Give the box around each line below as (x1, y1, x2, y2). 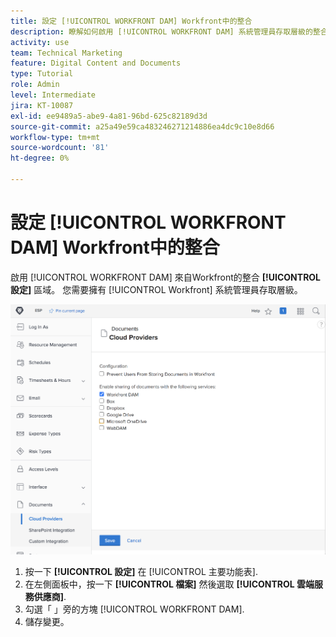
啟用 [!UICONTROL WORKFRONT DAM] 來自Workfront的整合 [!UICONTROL (10, 271, 322, 283)
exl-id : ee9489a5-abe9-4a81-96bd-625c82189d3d (10, 111, 208, 121)
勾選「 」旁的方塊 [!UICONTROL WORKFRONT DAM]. (24, 603, 245, 615)
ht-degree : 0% (10, 153, 70, 164)
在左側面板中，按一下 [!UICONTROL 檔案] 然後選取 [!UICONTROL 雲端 (24, 578, 315, 590)
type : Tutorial (10, 69, 74, 79)
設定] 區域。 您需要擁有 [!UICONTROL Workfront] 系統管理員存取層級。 (10, 283, 303, 295)
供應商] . (33, 591, 67, 603)
